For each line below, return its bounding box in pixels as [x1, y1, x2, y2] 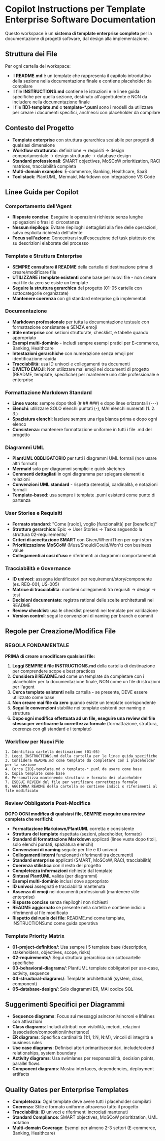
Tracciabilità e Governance [5, 565, 71, 571]
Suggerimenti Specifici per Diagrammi [5, 1000, 125, 1009]
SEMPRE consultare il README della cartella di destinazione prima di [12, 263, 154, 270]
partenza [12, 497, 31, 503]
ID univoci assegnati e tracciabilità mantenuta [12, 883, 105, 889]
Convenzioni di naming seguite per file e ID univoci [12, 847, 117, 853]
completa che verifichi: [5, 816, 54, 822]
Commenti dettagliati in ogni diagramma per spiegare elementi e [12, 471, 145, 477]
